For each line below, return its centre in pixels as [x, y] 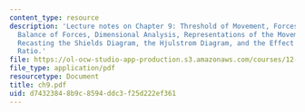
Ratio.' [32, 51]
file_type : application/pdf [63, 69]
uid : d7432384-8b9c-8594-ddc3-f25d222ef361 [93, 93]
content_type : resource [54, 18]
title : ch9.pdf [38, 85]
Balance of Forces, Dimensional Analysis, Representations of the [146, 34]
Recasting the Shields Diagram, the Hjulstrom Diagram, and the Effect [156, 43]
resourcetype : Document [54, 77]
